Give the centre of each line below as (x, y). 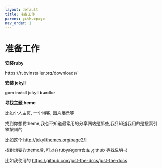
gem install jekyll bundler (30, 93)
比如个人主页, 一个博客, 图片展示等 (40, 113)
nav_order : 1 (18, 23)
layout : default (22, 9)
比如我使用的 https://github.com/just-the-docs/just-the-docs (66, 161)
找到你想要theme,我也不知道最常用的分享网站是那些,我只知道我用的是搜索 (79, 123)
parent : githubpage (25, 19)
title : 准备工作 (20, 14)
